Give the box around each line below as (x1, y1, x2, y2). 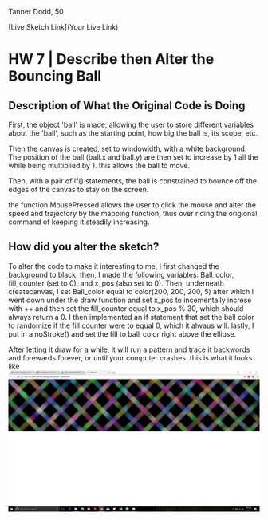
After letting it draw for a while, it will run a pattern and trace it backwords (8, 345, 250, 354)
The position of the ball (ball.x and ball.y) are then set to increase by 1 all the (8, 152, 259, 162)
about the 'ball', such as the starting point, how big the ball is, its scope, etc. (8, 128, 258, 138)
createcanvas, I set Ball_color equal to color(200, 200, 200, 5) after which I (8, 286, 254, 296)
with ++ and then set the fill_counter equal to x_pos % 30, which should (8, 303, 244, 313)
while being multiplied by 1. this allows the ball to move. (8, 161, 190, 170)
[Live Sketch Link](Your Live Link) (8, 22, 119, 31)
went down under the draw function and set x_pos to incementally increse (8, 295, 252, 305)
